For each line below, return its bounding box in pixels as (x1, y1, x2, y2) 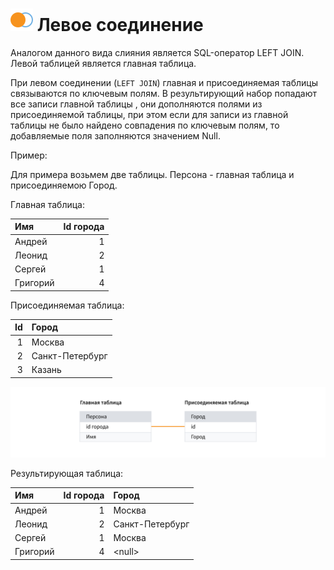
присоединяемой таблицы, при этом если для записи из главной (10, 108, 289, 120)
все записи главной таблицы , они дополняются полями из (10, 98, 263, 110)
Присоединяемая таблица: (10, 299, 125, 311)
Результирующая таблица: (10, 467, 124, 479)
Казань (31, 364, 62, 376)
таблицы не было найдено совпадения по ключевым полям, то (10, 119, 280, 131)
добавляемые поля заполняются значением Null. (10, 129, 221, 142)
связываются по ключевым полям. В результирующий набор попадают (10, 87, 318, 99)
